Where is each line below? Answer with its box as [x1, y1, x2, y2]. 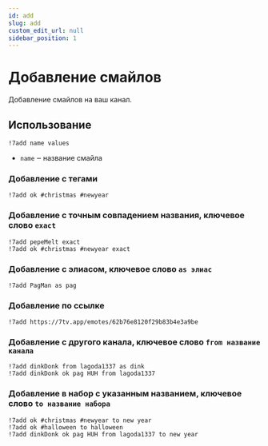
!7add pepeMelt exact [8, 237, 81, 246]
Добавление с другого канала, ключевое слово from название [8, 336, 261, 348]
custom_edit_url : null [8, 26, 84, 34]
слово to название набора [8, 398, 110, 409]
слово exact [8, 220, 56, 231]
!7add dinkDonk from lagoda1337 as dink [8, 363, 146, 371]
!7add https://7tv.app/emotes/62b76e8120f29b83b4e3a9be [8, 318, 198, 326]
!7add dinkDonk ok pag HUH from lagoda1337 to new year [8, 430, 198, 438]
